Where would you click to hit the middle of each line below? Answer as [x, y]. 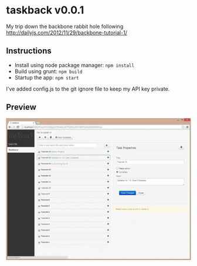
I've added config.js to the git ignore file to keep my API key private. [88, 89]
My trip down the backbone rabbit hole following [65, 26]
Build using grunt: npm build [48, 71]
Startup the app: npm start [47, 77]
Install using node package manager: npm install [74, 65]
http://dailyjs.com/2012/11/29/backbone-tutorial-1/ [67, 32]
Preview [21, 107]
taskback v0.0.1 [45, 10]
